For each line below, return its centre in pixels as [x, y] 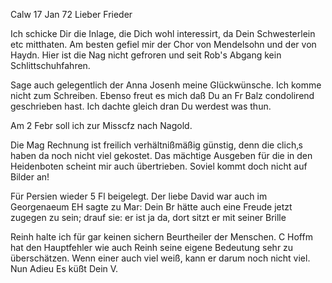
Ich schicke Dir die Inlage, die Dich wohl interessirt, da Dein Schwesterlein [163, 33]
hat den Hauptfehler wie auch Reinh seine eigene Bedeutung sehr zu [152, 247]
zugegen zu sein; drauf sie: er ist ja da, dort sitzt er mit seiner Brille [148, 217]
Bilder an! [30, 177]
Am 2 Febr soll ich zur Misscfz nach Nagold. [101, 125]
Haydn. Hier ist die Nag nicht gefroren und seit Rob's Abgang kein [146, 55]
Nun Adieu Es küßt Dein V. [64, 268]
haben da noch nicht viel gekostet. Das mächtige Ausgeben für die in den [161, 155]
